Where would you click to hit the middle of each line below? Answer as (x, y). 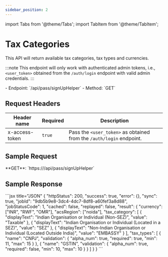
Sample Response (34, 184)
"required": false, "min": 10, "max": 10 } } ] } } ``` (54, 249)
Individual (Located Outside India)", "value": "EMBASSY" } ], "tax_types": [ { (83, 233)
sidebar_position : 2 (27, 10)
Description (114, 121)
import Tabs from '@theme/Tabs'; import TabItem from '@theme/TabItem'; (82, 24)
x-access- (21, 132)
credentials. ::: (20, 78)
